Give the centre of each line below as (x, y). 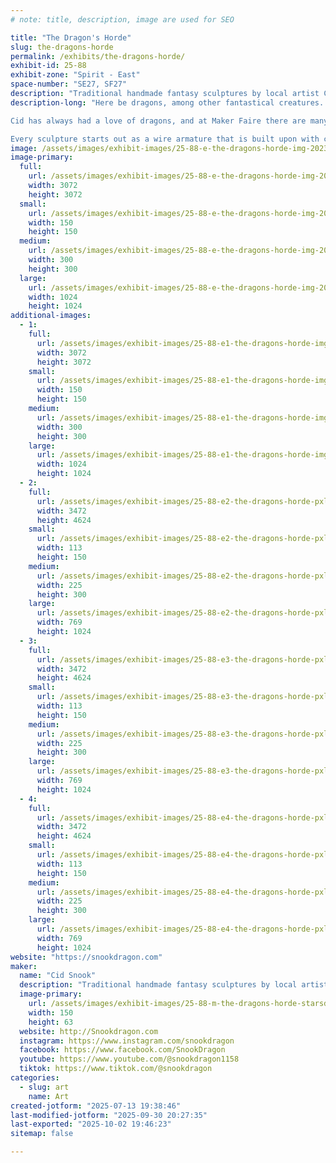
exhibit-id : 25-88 (48, 66)
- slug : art (44, 1087)
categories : (35, 1078)
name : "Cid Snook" (58, 976)
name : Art (49, 1096)
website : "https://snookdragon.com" (86, 957)
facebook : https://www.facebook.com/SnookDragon (122, 1050)
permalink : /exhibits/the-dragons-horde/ (98, 56)
